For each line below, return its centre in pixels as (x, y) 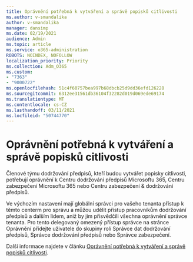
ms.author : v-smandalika (36, 17)
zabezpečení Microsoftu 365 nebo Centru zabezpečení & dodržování (90, 186)
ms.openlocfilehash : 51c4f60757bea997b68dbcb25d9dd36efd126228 (85, 88)
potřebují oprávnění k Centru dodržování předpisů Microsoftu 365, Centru (95, 180)
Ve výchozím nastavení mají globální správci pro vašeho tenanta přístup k (95, 204)
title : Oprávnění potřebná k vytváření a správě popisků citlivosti (92, 11)
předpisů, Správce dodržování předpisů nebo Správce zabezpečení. (89, 235)
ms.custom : (19, 72)
